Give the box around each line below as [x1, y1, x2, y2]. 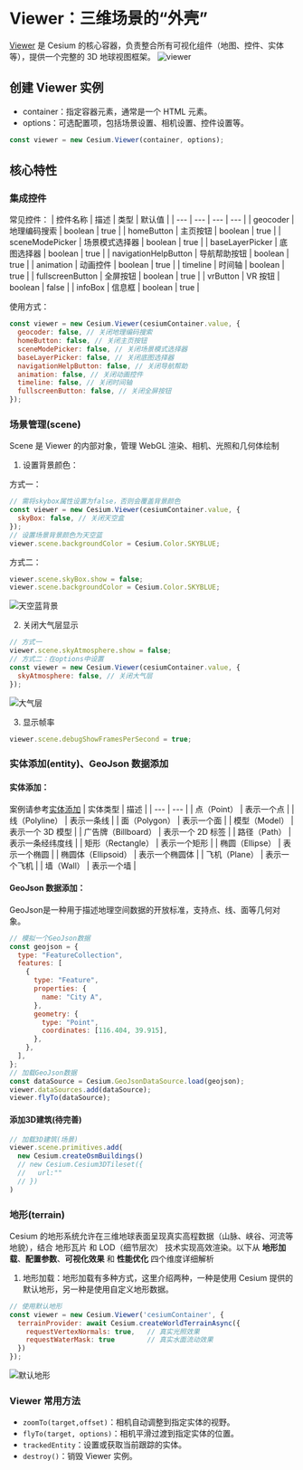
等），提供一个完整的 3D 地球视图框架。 [9, 51, 156, 62]
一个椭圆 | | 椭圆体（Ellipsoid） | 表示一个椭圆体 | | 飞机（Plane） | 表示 [16, 849, 282, 859]
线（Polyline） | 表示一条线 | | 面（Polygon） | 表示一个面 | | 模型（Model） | [9, 815, 294, 826]
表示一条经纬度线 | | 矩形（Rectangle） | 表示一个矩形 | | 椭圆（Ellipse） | [9, 838, 281, 849]
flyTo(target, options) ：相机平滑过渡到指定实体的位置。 [22, 1428, 240, 1439]
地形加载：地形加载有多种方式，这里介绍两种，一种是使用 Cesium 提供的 [22, 1272, 294, 1283]
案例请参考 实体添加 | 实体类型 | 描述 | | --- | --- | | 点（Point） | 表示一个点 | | [9, 803, 295, 814]
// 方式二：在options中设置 [9, 655, 104, 664]
